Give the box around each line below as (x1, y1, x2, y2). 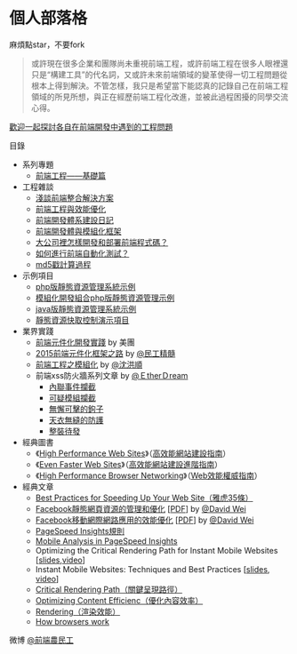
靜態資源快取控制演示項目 (35, 315, 130, 325)
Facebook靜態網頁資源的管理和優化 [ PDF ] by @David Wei (35, 503, 246, 514)
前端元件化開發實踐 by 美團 (35, 337, 135, 347)
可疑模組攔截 (48, 392, 96, 403)
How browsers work (35, 616, 109, 626)
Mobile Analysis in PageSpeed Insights (35, 535, 178, 546)
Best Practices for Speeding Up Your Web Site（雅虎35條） (35, 492, 253, 503)
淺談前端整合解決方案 (35, 192, 114, 203)
